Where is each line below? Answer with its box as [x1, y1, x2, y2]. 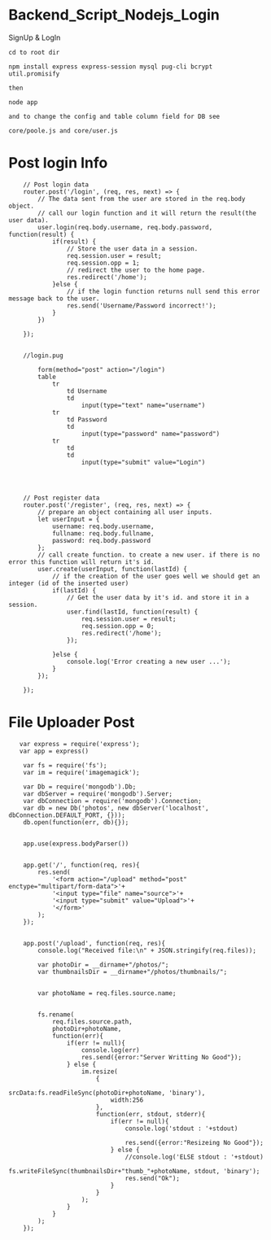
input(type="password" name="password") [81, 430, 221, 438]
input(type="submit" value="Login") [81, 458, 206, 466]
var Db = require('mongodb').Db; [23, 783, 137, 791]
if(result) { [51, 238, 96, 246]
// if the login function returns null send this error [66, 287, 260, 295]
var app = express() [19, 747, 90, 755]
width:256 [110, 1096, 144, 1104]
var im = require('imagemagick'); [23, 768, 140, 776]
